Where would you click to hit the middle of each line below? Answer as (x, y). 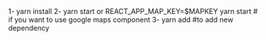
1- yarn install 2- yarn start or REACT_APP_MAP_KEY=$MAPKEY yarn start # (133, 11)
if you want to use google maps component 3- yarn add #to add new (121, 20)
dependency (29, 28)
